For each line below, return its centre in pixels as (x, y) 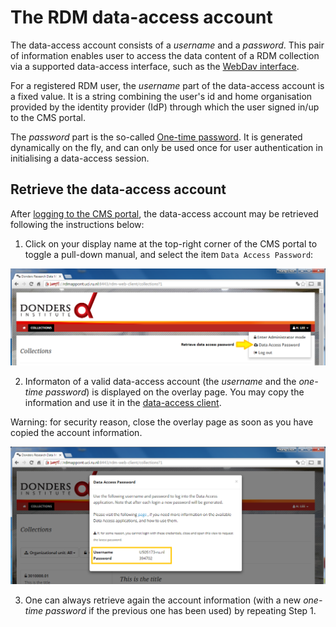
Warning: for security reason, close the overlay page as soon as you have (162, 422)
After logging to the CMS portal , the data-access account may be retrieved (164, 213)
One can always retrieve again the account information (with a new (163, 600)
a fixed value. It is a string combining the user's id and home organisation (161, 96)
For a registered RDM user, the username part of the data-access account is (167, 85)
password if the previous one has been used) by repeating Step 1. (181, 610)
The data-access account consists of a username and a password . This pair (167, 45)
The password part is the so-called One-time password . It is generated (156, 137)
